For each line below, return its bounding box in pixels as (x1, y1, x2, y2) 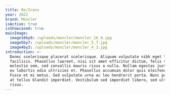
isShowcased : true (5, 26, 44, 31)
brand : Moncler (5, 17, 37, 22)
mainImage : (5, 31, 28, 36)
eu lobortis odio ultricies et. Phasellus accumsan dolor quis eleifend (10, 68, 166, 73)
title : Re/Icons (5, 7, 39, 13)
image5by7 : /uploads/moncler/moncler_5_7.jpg (10, 40, 108, 45)
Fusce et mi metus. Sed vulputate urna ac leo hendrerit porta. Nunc (10, 73, 159, 78)
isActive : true (5, 21, 37, 27)
